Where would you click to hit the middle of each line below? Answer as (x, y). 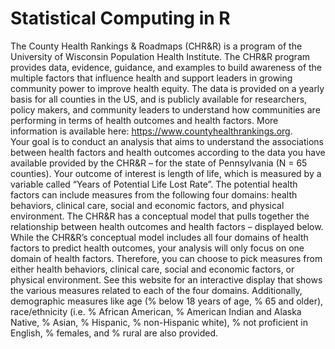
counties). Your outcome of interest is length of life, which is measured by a (166, 173)
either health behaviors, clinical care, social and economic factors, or (152, 269)
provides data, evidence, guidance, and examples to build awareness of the (166, 67)
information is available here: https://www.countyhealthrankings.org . (151, 131)
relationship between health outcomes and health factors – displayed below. (167, 226)
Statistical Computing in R (120, 18)
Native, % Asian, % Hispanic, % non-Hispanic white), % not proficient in (159, 322)
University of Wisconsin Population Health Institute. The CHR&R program (160, 56)
